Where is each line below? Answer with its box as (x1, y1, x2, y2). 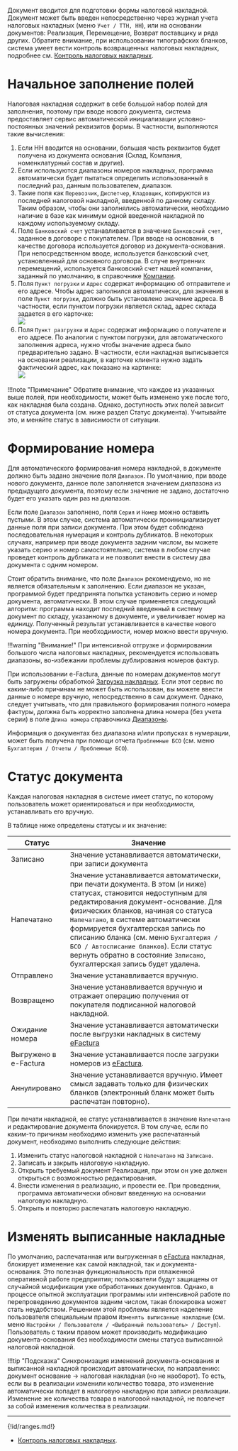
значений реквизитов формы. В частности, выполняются (45, 122, 218, 131)
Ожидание (11, 1024, 47, 1034)
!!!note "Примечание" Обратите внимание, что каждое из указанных (7, 385, 215, 393)
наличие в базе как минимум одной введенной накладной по (17, 211, 205, 219)
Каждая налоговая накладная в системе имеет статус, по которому (7, 792, 214, 801)
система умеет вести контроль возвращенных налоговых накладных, (7, 44, 220, 52)
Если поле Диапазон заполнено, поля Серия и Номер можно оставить (7, 508, 210, 516)
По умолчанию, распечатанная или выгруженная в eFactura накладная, (7, 1252, 225, 1261)
